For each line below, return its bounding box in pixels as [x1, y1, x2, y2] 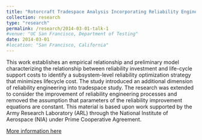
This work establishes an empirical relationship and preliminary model [6, 58, 179, 66]
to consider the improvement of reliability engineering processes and [6, 90, 177, 98]
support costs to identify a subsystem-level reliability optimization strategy [6, 71, 191, 78]
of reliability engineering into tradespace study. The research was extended [6, 84, 194, 91]
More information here [6, 127, 62, 135]
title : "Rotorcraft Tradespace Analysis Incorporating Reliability [6, 8, 179, 15]
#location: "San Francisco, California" [6, 42, 109, 48]
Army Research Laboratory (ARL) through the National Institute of [6, 109, 168, 117]
